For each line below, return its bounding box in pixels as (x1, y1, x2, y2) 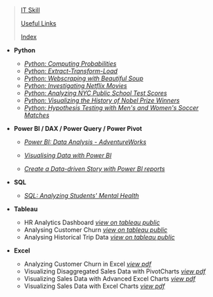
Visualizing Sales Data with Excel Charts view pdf (24, 282, 165, 290)
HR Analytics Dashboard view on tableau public (24, 218, 160, 226)
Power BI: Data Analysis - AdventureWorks (24, 138, 147, 146)
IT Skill (20, 6, 40, 14)
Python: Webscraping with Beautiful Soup (24, 74, 144, 82)
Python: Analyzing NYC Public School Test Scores (24, 89, 167, 97)
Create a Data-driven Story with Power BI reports (24, 165, 165, 172)
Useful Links (20, 19, 57, 27)
